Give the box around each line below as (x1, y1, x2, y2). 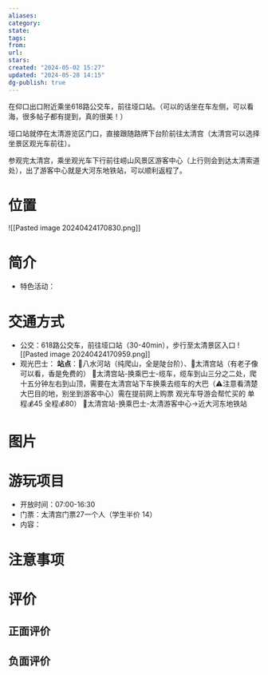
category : (8, 19, 41, 27)
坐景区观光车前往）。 (8, 138, 75, 148)
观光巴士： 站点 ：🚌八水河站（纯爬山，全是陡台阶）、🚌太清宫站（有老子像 (19, 359, 259, 368)
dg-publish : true (8, 78, 66, 86)
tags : (8, 34, 26, 42)
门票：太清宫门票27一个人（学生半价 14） (19, 510, 157, 519)
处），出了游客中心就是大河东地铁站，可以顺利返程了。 (8, 165, 187, 175)
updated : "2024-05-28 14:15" (8, 71, 105, 79)
